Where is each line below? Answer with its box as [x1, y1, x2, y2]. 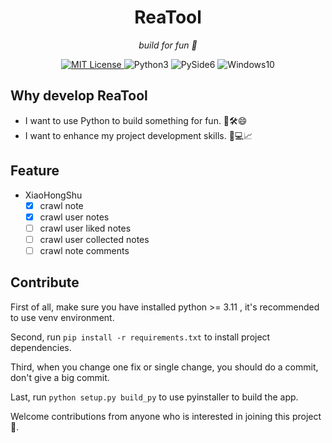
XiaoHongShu [24, 189, 83, 201]
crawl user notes [39, 211, 110, 223]
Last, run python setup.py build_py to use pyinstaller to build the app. [10, 391, 299, 403]
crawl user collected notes [39, 233, 150, 245]
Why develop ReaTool [10, 87, 148, 105]
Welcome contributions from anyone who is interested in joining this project [10, 410, 322, 422]
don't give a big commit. [10, 371, 110, 383]
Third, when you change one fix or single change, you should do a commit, [10, 361, 319, 373]
